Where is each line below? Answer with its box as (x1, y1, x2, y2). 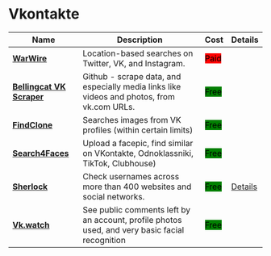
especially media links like (82, 81, 181, 92)
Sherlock (12, 181, 48, 192)
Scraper (12, 90, 44, 102)
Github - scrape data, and (82, 70, 181, 82)
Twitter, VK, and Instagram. (82, 57, 186, 69)
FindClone (12, 119, 53, 130)
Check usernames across (82, 170, 180, 182)
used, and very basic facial (82, 224, 185, 235)
